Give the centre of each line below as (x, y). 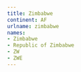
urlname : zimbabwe (33, 26)
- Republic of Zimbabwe (41, 45)
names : (16, 33)
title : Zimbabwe (30, 13)
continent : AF (27, 20)
